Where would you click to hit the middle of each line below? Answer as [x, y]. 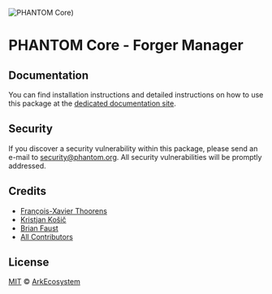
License [29, 263]
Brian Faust [39, 228]
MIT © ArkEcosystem [45, 282]
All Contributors [46, 236]
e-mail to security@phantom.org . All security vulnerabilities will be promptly [135, 157]
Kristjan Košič [43, 219]
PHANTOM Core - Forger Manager [126, 45]
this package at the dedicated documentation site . [92, 103]
